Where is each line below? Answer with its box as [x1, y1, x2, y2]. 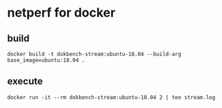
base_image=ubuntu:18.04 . [7, 57, 85, 64]
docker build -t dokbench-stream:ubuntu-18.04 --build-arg [7, 51, 182, 57]
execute [7, 75, 43, 87]
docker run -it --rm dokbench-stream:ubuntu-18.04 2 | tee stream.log [7, 93, 216, 101]
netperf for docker [7, 5, 116, 21]
